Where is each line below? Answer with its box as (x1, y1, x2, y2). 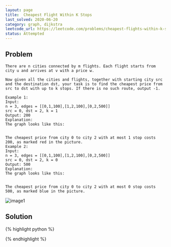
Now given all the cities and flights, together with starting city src (5, 77, 163, 82)
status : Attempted (5, 31, 44, 36)
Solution (5, 212, 33, 221)
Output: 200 (5, 113, 31, 118)
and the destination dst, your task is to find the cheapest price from (5, 81, 163, 87)
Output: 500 (5, 162, 31, 167)
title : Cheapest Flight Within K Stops (5, 12, 93, 17)
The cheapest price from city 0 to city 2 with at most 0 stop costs (5, 184, 156, 189)
